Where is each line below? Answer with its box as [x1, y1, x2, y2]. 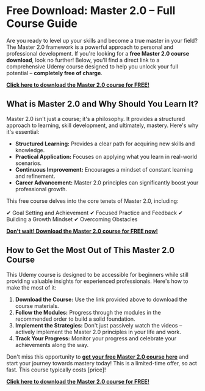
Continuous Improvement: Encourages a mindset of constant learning [15, 166, 193, 173]
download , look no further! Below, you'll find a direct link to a [6, 56, 160, 64]
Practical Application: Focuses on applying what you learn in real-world [15, 153, 197, 160]
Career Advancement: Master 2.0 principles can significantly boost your [15, 178, 199, 186]
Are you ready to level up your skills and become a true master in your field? [6, 37, 198, 44]
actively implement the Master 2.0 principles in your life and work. [15, 328, 181, 335]
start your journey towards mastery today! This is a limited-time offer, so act [6, 359, 197, 367]
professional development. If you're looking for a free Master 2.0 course [6, 49, 190, 57]
